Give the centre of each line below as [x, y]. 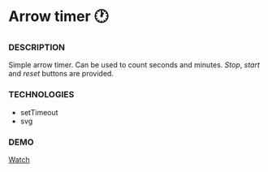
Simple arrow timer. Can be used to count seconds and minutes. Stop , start [134, 65]
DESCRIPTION [37, 48]
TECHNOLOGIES [41, 95]
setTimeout [39, 112]
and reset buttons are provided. [61, 74]
